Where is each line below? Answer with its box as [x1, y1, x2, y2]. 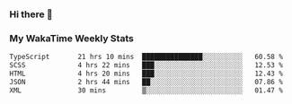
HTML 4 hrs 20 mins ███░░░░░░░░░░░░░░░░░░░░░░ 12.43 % [9, 69, 283, 78]
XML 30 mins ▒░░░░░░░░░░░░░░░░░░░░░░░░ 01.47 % [9, 85, 283, 95]
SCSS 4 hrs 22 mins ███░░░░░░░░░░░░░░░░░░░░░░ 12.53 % [9, 61, 283, 70]
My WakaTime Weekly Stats [9, 31, 135, 44]
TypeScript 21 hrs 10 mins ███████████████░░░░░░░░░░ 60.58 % [9, 53, 283, 62]
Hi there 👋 [9, 8, 54, 21]
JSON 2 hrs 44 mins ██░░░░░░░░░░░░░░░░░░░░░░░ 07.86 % [9, 77, 283, 86]
